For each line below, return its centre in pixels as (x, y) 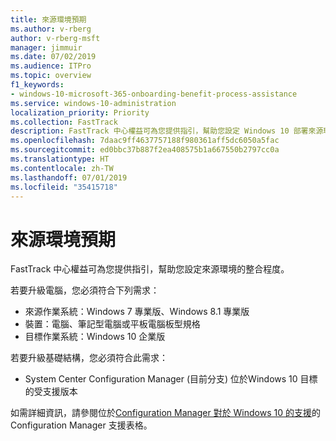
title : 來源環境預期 (48, 19)
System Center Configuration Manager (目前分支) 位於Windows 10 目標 (171, 379)
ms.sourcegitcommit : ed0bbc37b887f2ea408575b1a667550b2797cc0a (145, 150)
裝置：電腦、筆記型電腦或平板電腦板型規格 (112, 324)
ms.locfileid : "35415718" (64, 187)
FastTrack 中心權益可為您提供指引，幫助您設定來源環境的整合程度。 (150, 269)
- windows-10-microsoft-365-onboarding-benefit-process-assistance (154, 94)
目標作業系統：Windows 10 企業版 (95, 337)
